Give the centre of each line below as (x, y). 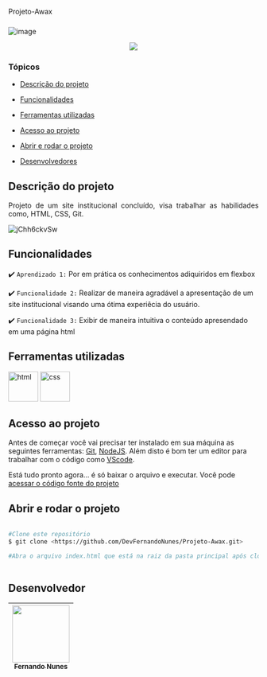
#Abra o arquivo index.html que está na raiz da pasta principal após (128, 556)
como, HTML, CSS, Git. (46, 214)
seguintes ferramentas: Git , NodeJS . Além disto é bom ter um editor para (128, 451)
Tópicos (24, 67)
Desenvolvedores (48, 161)
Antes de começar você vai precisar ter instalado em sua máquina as (121, 443)
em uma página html (42, 331)
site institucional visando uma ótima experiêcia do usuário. (104, 304)
